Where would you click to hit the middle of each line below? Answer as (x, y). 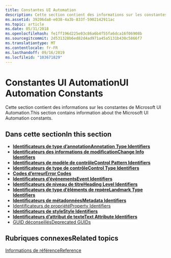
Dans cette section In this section (59, 134)
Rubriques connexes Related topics (62, 238)
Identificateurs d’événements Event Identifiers (63, 179)
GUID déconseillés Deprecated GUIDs (52, 222)
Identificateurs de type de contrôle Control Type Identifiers (76, 168)
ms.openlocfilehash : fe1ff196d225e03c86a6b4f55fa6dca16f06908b (74, 34)
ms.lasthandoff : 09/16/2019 (35, 52)
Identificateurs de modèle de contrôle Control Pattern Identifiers (82, 163)
